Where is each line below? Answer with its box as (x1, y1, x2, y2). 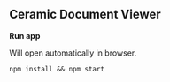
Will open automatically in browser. (9, 48, 137, 58)
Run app (9, 30, 41, 41)
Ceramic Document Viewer (9, 7, 161, 22)
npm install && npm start (9, 64, 104, 73)
